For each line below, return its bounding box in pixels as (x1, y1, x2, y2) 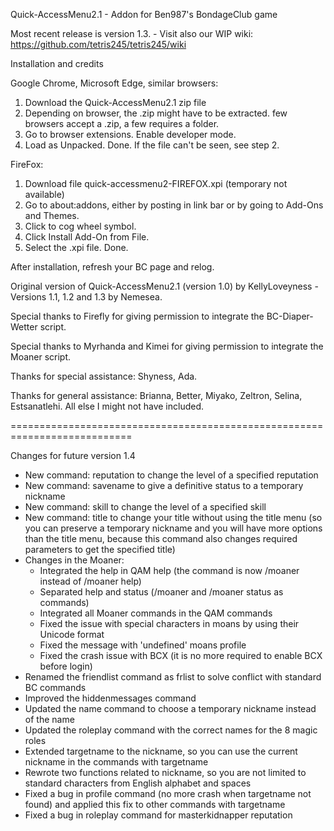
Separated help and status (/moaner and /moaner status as (39, 586, 284, 598)
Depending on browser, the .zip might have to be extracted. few (24, 107, 288, 119)
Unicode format (39, 629, 105, 640)
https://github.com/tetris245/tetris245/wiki (10, 39, 187, 50)
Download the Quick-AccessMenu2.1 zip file (24, 97, 207, 108)
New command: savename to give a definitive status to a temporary (24, 480, 304, 491)
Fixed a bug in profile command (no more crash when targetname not (24, 788, 312, 799)
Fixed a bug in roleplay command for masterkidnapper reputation (24, 809, 293, 821)
